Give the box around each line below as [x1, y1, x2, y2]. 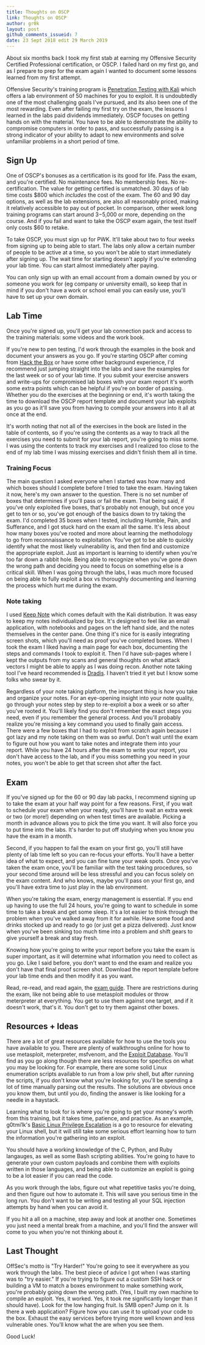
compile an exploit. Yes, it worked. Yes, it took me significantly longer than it [6, 1295, 198, 1302]
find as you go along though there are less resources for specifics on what [6, 1057, 194, 1064]
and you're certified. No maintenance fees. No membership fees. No [6, 178, 178, 186]
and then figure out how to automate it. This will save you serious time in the [6, 1190, 198, 1197]
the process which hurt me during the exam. [6, 581, 118, 589]
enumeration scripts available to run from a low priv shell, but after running [6, 1070, 194, 1077]
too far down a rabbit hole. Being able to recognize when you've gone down [6, 556, 197, 563]
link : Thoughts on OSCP [6, 15, 67, 21]
